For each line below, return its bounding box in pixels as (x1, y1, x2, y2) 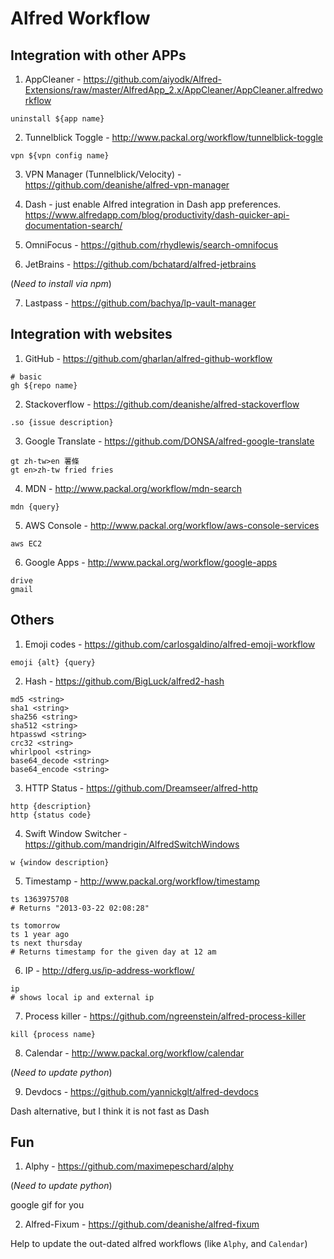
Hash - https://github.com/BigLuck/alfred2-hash (24, 675, 225, 687)
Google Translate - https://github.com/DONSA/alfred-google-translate (24, 435, 315, 447)
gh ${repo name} (10, 380, 78, 391)
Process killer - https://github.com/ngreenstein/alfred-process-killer (24, 1010, 307, 1022)
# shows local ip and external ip (10, 992, 155, 1002)
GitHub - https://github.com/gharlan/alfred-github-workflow (24, 352, 273, 364)
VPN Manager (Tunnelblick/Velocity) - (24, 168, 182, 180)
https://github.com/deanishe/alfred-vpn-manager (24, 179, 230, 191)
